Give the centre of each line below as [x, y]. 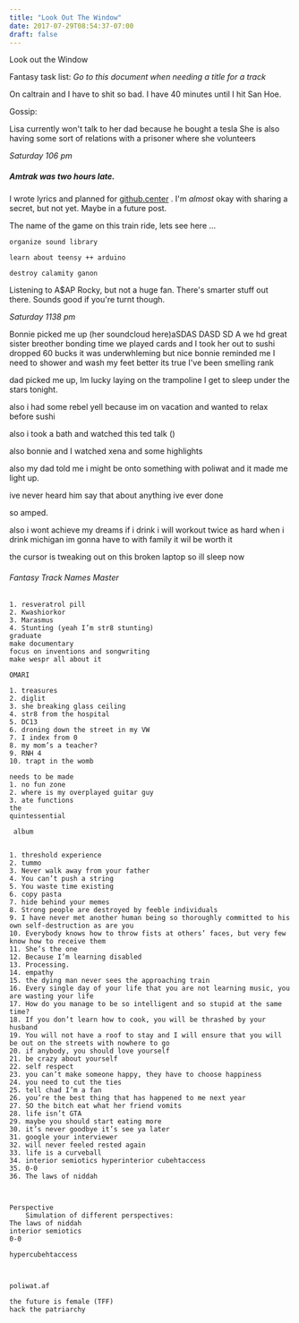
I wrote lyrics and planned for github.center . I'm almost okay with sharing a [149, 199]
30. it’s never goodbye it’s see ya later [90, 1129]
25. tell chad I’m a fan [56, 1090]
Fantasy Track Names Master [64, 577]
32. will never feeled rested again [77, 1145]
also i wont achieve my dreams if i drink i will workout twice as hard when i [147, 530]
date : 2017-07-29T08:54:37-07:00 [72, 26]
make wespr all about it [56, 659]
